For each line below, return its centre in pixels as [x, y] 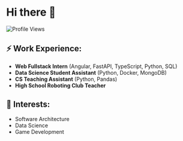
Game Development [39, 131]
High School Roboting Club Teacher [60, 85]
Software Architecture [42, 119]
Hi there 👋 [31, 12]
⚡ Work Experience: [44, 49]
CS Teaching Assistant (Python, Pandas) [66, 79]
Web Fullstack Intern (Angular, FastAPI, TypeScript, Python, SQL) [96, 66]
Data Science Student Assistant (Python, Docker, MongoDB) [91, 72]
